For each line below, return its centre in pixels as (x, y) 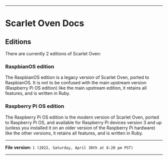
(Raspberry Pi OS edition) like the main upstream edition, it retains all (76, 88)
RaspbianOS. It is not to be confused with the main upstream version (76, 83)
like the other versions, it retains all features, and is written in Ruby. (74, 133)
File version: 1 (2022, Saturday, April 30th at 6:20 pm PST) (69, 147)
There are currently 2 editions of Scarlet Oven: (53, 54)
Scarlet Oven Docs (45, 23)
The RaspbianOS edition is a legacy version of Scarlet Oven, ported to (77, 77)
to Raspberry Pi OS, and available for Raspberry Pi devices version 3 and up (83, 122)
